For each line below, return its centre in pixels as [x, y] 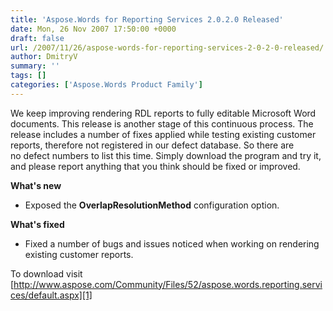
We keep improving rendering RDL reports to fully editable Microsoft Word [163, 113]
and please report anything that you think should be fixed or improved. [155, 166]
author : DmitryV [44, 57]
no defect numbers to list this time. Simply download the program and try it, [166, 155]
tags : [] [28, 76]
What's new [36, 185]
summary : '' [35, 66]
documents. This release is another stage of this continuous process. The [162, 123]
